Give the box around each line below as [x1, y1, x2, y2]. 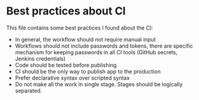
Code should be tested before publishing [14, 61, 117, 69]
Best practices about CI [6, 4, 126, 18]
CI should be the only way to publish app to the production [14, 67, 161, 75]
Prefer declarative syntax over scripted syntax [14, 74, 130, 81]
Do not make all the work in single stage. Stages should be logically [14, 80, 183, 88]
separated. [14, 87, 42, 94]
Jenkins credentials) [14, 55, 66, 62]
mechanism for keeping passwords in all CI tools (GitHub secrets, [14, 48, 178, 55]
